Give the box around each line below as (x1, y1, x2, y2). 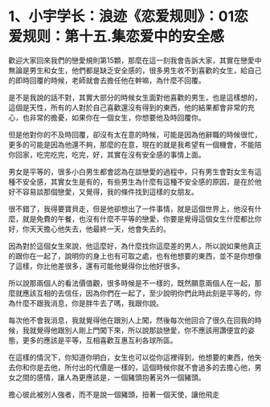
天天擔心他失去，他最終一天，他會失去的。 (29, 224, 170, 234)
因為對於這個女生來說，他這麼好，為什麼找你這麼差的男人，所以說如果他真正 (8, 241, 262, 250)
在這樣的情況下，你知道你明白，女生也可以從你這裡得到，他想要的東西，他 (8, 352, 255, 362)
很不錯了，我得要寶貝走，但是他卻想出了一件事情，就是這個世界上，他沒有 (8, 204, 255, 214)
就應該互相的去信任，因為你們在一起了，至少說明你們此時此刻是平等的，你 (14, 288, 262, 298)
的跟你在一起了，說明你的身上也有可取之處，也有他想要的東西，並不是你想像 (8, 250, 262, 261)
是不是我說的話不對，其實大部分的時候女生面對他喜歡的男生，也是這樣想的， (8, 92, 262, 102)
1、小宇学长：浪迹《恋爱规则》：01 (8, 7, 235, 26)
